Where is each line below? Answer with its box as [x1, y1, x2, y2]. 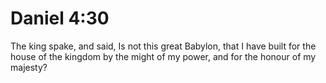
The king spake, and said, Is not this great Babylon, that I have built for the [10, 40, 317, 52]
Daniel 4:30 [10, 7, 110, 30]
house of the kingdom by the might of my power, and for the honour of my [10, 50, 317, 62]
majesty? [10, 61, 48, 73]
